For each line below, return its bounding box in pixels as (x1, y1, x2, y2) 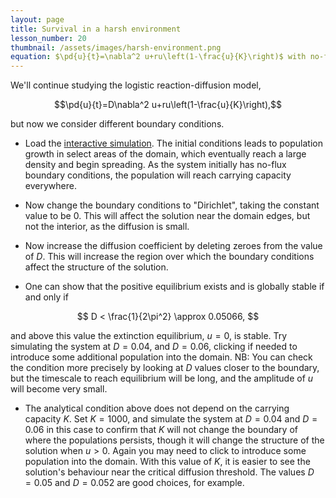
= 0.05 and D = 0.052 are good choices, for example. (24, 477, 245, 489)
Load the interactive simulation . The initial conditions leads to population (24, 137, 323, 150)
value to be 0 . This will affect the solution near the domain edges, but (24, 210, 311, 222)
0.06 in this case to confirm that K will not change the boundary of (24, 424, 298, 436)
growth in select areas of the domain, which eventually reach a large (24, 148, 307, 160)
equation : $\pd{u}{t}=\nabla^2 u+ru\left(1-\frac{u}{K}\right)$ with (10, 52, 307, 62)
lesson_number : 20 (10, 33, 87, 43)
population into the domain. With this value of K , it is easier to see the (24, 456, 311, 468)
